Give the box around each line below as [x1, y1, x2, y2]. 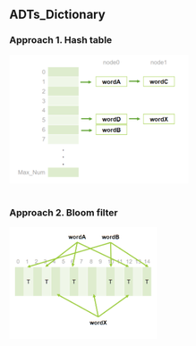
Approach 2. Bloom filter [9, 206, 118, 218]
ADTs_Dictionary [9, 7, 106, 22]
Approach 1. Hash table [9, 34, 113, 46]
